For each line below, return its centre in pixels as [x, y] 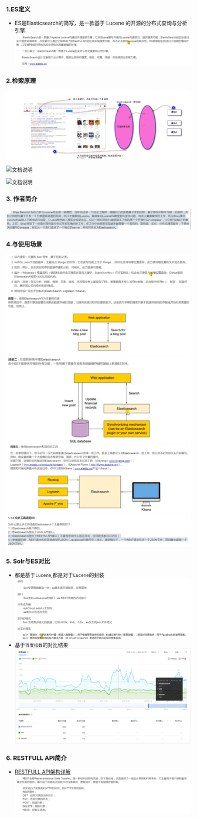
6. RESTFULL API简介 [37, 758]
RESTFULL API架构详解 [43, 772]
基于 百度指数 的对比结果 [41, 645]
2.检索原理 [21, 80]
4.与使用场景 [24, 245]
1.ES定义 [18, 9]
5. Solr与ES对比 [28, 561]
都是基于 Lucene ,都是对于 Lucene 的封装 [59, 575]
